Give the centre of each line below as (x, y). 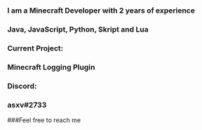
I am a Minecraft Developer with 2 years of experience (101, 11)
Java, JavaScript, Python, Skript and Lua (78, 29)
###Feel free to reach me (44, 120)
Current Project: (35, 48)
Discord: (22, 86)
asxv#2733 (27, 105)
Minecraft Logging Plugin (51, 67)
